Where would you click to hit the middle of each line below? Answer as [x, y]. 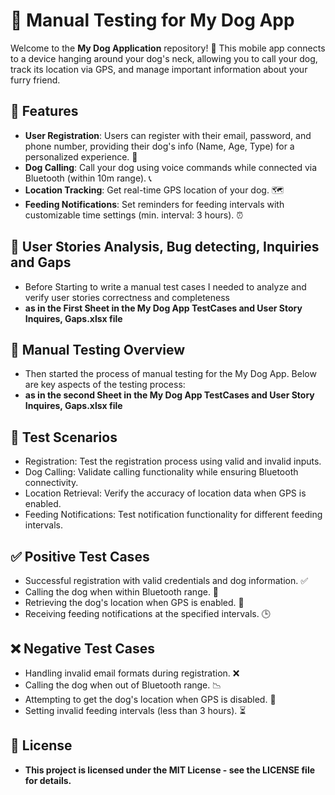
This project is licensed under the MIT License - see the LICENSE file [170, 770]
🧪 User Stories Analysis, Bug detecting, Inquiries [165, 247]
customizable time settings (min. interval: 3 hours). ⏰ [134, 215]
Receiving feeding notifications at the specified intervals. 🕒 [147, 613]
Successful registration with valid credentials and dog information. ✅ [166, 580]
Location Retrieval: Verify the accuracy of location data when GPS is [165, 493]
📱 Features [44, 111]
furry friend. [35, 80]
